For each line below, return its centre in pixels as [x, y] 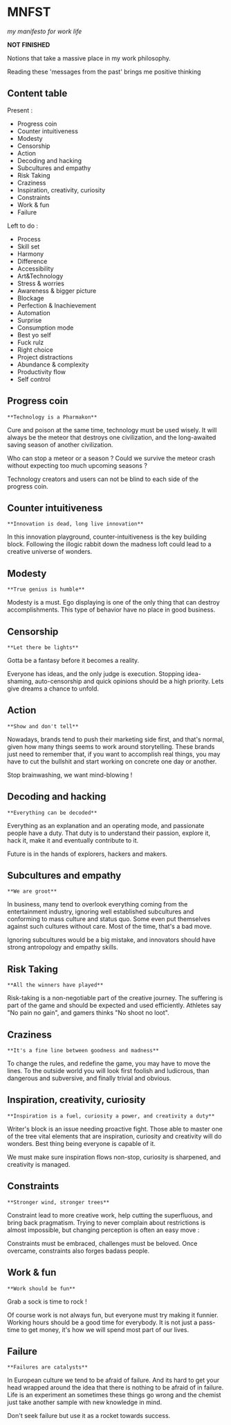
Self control [34, 379]
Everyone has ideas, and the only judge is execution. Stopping [96, 674]
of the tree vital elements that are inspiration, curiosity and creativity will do [114, 1136]
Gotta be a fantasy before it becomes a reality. [73, 660]
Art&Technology [40, 276]
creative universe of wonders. [50, 552]
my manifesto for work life [45, 31]
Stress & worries [40, 283]
